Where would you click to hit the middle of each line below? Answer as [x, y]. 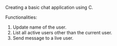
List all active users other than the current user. [62, 32]
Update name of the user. [39, 27]
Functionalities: [21, 17]
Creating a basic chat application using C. [49, 7]
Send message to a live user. [43, 38]
